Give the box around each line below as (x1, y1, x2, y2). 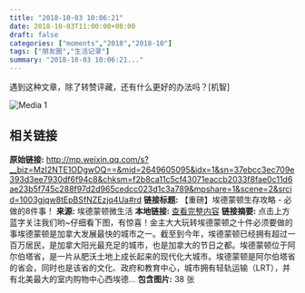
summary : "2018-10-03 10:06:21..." (9, 55, 144, 64)
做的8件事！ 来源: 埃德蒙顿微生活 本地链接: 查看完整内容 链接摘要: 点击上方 (9, 205, 290, 216)
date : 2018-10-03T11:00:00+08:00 (9, 22, 136, 31)
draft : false (9, 30, 59, 39)
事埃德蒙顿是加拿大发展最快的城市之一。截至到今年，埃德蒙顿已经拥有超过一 (9, 228, 296, 239)
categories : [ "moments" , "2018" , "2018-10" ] (9, 38, 172, 48)
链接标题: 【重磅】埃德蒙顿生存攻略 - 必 (143, 194, 292, 205)
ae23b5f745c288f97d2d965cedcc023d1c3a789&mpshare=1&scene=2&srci (9, 183, 292, 194)
